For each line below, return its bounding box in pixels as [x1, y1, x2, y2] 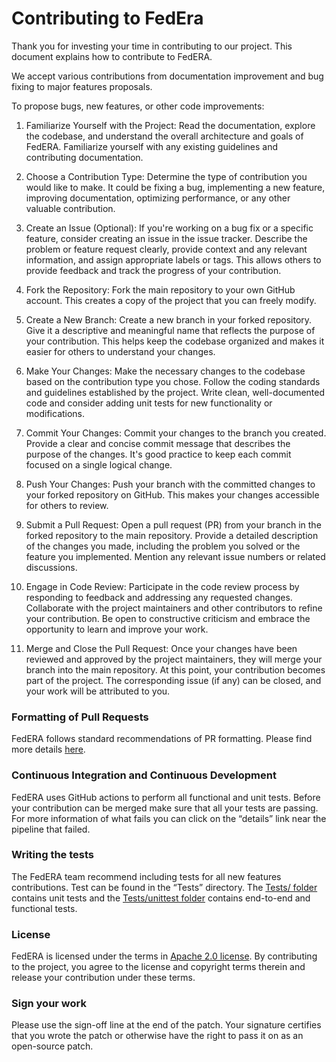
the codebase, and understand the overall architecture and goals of [25, 130, 304, 142]
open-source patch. [11, 1040, 94, 1052]
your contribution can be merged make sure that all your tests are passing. [11, 802, 319, 814]
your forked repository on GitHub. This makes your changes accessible [25, 488, 320, 501]
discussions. [25, 561, 78, 573]
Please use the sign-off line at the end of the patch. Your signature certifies [11, 1019, 322, 1031]
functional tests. [11, 902, 78, 914]
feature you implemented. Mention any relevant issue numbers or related [25, 550, 326, 562]
